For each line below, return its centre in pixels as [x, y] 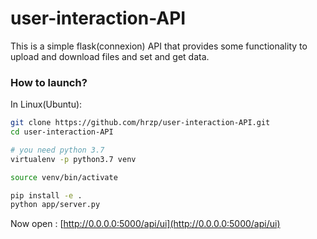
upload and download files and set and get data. [110, 56]
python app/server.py [55, 205]
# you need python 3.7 [57, 150]
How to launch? [49, 82]
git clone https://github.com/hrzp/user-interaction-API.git [140, 123]
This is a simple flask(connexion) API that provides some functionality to [159, 46]
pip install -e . [46, 195]
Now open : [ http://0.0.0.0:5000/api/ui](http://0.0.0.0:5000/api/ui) [145, 224]
